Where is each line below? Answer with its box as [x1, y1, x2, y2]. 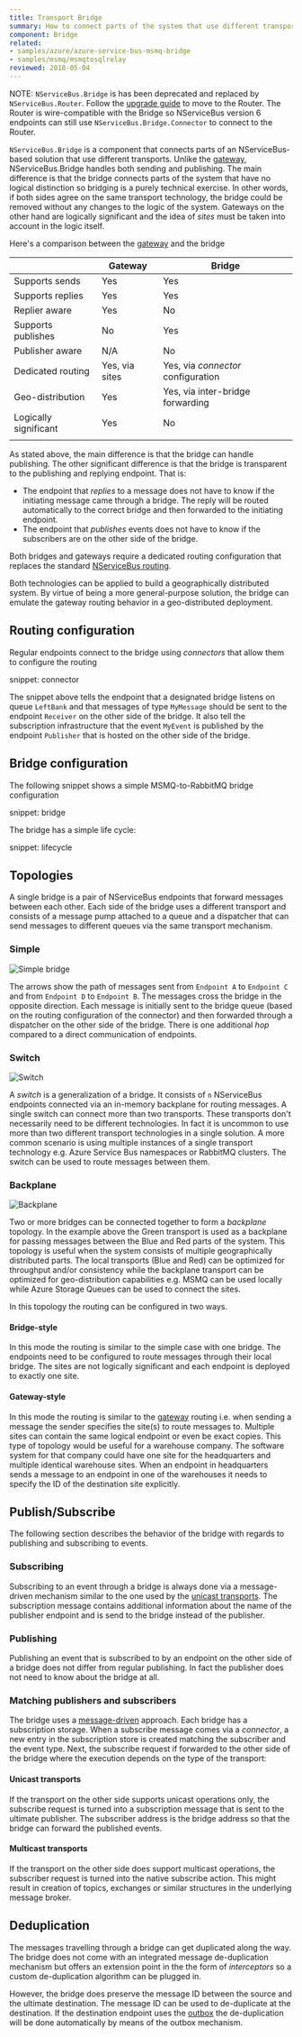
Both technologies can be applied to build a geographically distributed [9, 578, 270, 589]
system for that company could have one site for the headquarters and [9, 1449, 271, 1460]
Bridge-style [9, 1321, 58, 1332]
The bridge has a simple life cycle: [9, 824, 137, 835]
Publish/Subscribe [9, 1504, 116, 1520]
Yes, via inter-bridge [163, 385, 251, 397]
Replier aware [13, 304, 72, 316]
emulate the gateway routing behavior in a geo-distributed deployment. [9, 597, 273, 607]
